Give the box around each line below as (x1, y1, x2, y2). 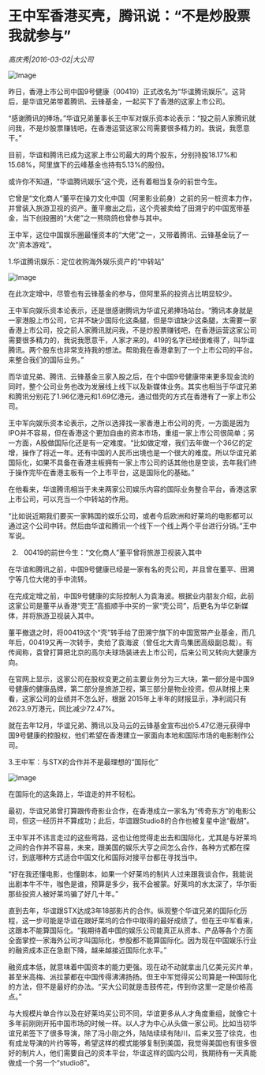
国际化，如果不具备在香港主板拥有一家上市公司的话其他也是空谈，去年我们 (8, 458, 250, 467)
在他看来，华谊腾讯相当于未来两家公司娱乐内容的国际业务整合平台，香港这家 (8, 484, 257, 494)
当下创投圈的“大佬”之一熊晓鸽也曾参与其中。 (21, 213, 167, 222)
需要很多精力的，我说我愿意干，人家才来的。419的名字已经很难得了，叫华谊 (8, 335, 255, 345)
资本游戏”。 (18, 240, 57, 249)
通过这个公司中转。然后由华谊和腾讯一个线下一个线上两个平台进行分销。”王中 (8, 521, 257, 530)
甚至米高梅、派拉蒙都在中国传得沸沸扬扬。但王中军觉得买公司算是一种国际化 (8, 971, 257, 981)
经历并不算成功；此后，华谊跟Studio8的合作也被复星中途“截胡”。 (42, 816, 254, 825)
